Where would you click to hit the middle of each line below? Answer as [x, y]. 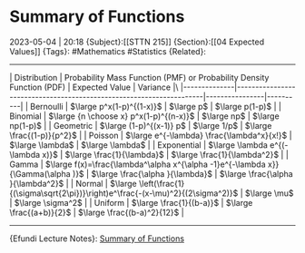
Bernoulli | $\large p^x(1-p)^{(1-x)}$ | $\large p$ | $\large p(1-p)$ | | [156, 106]
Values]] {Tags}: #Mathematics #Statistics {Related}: [108, 51]
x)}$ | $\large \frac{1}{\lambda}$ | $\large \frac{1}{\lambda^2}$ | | [165, 154]
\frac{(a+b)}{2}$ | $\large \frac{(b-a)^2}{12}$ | [97, 212]
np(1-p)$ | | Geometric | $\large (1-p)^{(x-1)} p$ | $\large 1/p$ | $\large [141, 125]
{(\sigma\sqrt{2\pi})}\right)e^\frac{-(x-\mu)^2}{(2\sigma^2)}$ [124, 193]
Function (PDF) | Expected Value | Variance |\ [94, 87]
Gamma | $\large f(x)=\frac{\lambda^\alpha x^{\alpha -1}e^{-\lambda [138, 164]
